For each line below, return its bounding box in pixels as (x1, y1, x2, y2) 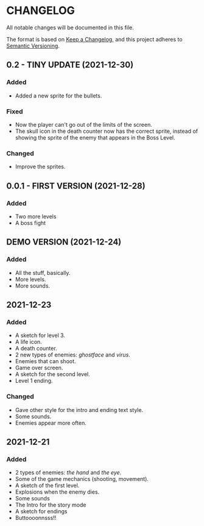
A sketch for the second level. (15, 371, 90, 378)
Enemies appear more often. (15, 419, 86, 427)
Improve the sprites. (15, 163, 66, 171)
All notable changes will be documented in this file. (6, 24, 134, 31)
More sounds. (15, 282, 51, 290)
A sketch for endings (15, 508, 68, 515)
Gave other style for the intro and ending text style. (15, 406, 144, 413)
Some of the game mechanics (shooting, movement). (15, 475, 149, 483)
